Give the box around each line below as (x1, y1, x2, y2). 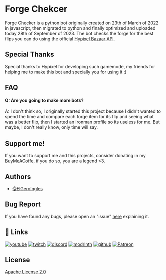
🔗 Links (5, 228, 28, 236)
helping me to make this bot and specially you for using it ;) (5, 69, 127, 75)
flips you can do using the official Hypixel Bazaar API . (5, 36, 115, 42)
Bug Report (5, 200, 41, 209)
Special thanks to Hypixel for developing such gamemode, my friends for (5, 63, 156, 69)
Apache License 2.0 (5, 269, 46, 275)
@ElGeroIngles (12, 185, 43, 191)
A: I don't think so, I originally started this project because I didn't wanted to (5, 108, 161, 114)
